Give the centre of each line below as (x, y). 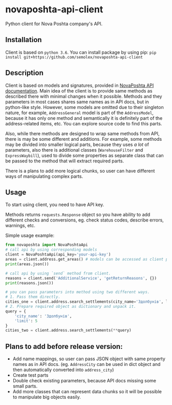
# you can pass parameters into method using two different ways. (78, 292)
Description (24, 73)
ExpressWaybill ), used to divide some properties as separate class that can (84, 155)
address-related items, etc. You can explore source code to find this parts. (84, 123)
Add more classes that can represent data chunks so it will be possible (87, 392)
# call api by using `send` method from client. (58, 273)
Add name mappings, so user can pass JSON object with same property (89, 359)
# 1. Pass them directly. (33, 297)
